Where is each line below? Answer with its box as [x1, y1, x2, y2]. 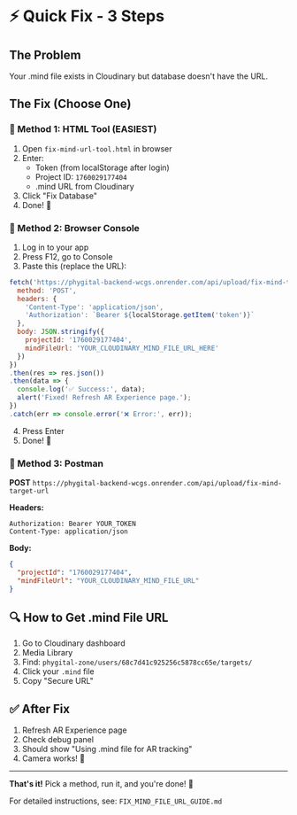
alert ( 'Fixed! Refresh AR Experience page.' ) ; [17, 393, 192, 402]
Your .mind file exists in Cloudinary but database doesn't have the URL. [9, 71, 269, 81]
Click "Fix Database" [21, 190, 98, 201]
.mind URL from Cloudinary [34, 181, 134, 191]
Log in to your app [21, 242, 89, 252]
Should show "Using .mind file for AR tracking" [21, 744, 193, 755]
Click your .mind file [21, 666, 95, 677]
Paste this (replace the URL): [21, 260, 126, 271]
